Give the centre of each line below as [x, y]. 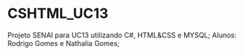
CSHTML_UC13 [58, 14]
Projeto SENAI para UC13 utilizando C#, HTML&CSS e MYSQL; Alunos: [122, 35]
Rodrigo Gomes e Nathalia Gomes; [64, 43]
